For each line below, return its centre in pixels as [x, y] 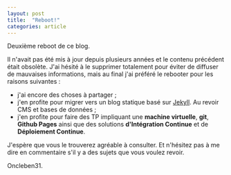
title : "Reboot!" [34, 20]
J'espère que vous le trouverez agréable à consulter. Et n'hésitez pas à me [113, 145]
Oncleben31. [25, 166]
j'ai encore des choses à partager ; [67, 95]
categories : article [37, 26]
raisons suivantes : [34, 82]
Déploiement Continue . [51, 131]
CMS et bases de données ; [57, 110]
